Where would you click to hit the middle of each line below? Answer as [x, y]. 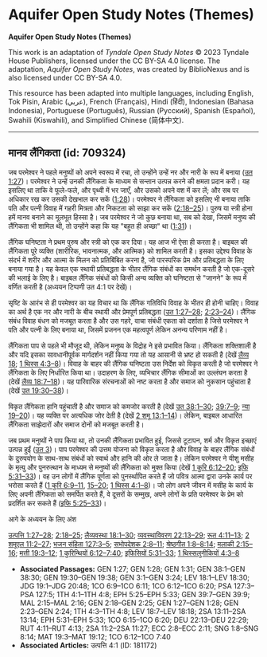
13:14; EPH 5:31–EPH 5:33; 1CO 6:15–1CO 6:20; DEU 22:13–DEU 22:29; [134, 620]
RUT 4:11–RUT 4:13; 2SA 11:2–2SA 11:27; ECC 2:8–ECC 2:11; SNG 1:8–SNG [139, 628]
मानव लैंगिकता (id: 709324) [67, 153]
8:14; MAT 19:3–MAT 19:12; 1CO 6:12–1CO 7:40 [95, 636]
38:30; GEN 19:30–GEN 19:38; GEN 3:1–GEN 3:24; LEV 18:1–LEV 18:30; [135, 577]
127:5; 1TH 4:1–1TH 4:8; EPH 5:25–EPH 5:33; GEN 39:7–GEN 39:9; [143, 594]
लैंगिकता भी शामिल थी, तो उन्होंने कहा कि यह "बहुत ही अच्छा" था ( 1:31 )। [100, 226]
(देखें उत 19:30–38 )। [39, 390]
